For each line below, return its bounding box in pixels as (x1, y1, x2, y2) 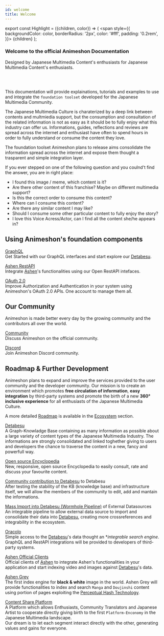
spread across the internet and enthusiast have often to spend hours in (5, 129, 148, 135)
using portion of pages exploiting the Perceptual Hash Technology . (5, 590, 140, 596)
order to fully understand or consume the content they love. (5, 135, 126, 141)
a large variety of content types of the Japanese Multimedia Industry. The (5, 433, 154, 439)
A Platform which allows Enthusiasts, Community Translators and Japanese (5, 605, 157, 610)
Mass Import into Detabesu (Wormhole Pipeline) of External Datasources (5, 504, 152, 510)
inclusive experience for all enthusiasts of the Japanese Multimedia (5, 398, 143, 404)
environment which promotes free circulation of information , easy (5, 388, 141, 394)
